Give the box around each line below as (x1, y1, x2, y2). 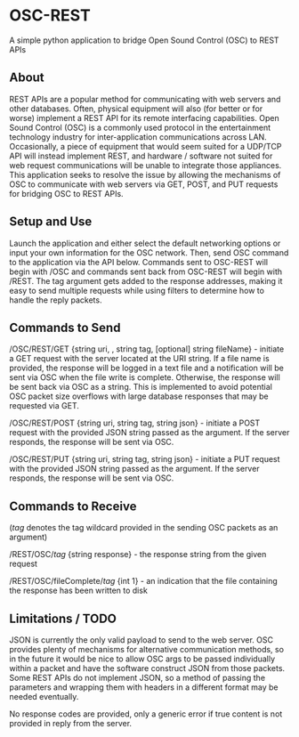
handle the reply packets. (9, 295, 102, 305)
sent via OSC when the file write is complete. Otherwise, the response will (9, 372, 280, 383)
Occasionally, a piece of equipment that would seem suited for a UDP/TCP (9, 141, 282, 151)
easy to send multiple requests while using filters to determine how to (9, 285, 265, 296)
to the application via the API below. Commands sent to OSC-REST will (9, 256, 269, 267)
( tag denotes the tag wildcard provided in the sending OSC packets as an (9, 522, 279, 533)
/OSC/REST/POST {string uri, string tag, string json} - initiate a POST (9, 417, 261, 428)
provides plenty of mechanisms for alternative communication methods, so (9, 644, 285, 654)
